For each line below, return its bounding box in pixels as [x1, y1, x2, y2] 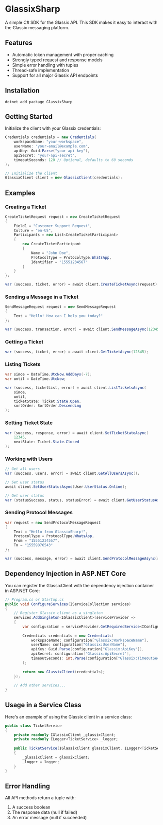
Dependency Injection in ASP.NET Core [5, 570, 126, 578]
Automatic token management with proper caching [12, 52, 114, 57]
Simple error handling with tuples [12, 62, 79, 68]
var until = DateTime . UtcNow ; [5, 377, 66, 381]
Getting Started [5, 112, 53, 121]
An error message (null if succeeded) [12, 815, 87, 821]
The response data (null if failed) [12, 809, 78, 815]
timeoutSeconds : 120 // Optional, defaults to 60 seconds [14, 157, 133, 162]
